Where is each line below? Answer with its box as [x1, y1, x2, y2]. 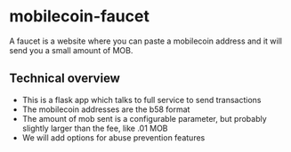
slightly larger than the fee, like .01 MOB [21, 123, 168, 133]
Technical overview [9, 71, 120, 86]
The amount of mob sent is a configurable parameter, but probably [21, 113, 267, 124]
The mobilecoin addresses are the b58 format [21, 104, 190, 115]
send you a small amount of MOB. [9, 44, 133, 55]
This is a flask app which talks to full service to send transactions [21, 94, 262, 105]
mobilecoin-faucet [9, 6, 150, 27]
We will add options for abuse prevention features [21, 132, 206, 143]
